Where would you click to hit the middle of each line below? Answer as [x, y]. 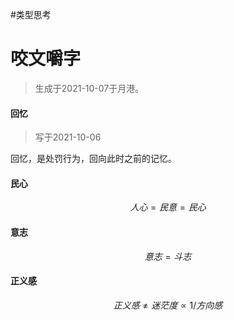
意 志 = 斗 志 [168, 256]
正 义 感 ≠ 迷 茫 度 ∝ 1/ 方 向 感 [168, 305]
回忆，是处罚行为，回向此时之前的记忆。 [93, 159]
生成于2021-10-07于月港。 [89, 88]
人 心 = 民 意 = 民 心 [168, 207]
